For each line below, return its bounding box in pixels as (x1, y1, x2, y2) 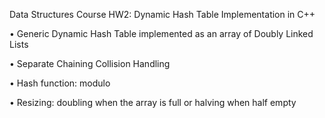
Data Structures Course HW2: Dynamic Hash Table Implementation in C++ (9, 9, 316, 20)
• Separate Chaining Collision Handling (9, 58, 171, 69)
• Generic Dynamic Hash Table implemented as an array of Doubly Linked (9, 28, 314, 39)
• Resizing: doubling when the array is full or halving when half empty (9, 97, 297, 108)
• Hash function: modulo (9, 77, 111, 89)
